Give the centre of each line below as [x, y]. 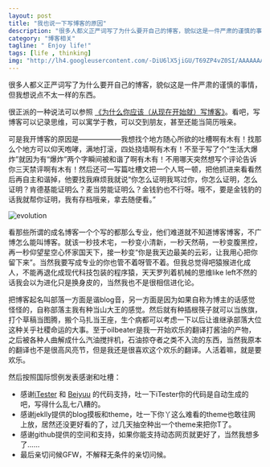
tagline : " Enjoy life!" [50, 46]
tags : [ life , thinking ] [50, 53]
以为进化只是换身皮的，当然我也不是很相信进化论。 [114, 282]
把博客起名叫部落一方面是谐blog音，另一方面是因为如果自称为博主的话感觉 [132, 300]
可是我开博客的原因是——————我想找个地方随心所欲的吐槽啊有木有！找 [131, 138]
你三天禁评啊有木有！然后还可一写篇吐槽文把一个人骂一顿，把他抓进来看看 [131, 169]
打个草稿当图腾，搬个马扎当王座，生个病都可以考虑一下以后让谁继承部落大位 [135, 320]
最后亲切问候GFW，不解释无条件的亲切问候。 [95, 454]
